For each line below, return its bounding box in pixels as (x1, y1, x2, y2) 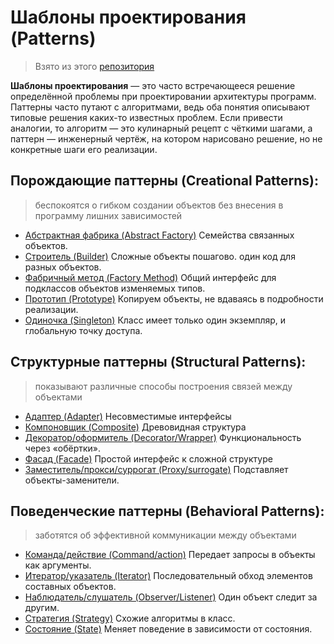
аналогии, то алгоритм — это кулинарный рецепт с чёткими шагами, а (10, 122, 313, 134)
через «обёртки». (24, 442, 102, 454)
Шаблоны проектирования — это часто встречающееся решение (10, 79, 296, 91)
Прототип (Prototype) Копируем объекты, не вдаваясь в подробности (24, 292, 324, 305)
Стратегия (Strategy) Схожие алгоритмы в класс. (24, 612, 236, 625)
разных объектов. (24, 261, 102, 273)
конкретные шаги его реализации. (10, 143, 158, 155)
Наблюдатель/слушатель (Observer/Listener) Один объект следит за (24, 591, 318, 603)
